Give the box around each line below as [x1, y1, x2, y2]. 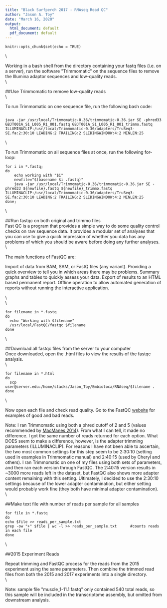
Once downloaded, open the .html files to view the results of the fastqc [5, 351, 151, 357]
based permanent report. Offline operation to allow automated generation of [5, 280, 162, 285]
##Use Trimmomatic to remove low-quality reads [5, 89, 106, 94]
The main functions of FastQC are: [5, 254, 76, 260]
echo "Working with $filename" [9, 318, 75, 323]
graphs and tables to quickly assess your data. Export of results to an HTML [5, 274, 162, 280]
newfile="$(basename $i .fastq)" [14, 177, 84, 182]
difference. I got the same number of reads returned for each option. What [5, 433, 158, 438]
